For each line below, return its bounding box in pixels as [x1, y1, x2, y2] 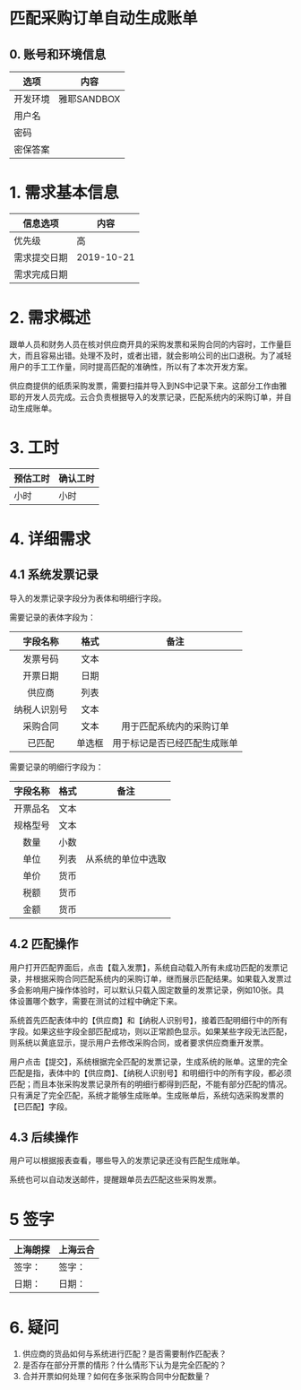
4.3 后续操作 [9, 1130, 79, 1145]
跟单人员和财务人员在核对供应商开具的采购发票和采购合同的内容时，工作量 [9, 338, 284, 350]
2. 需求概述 [9, 308, 91, 328]
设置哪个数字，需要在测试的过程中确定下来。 [16, 995, 182, 1006]
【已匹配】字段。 [9, 1100, 73, 1112]
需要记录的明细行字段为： [9, 761, 104, 772]
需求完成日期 [13, 268, 69, 281]
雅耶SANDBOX [58, 93, 121, 105]
